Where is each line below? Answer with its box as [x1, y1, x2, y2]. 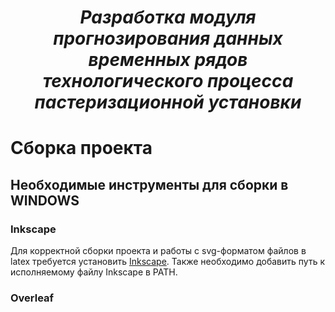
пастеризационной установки [34, 91, 302, 114]
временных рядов [88, 49, 248, 71]
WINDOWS [10, 192, 80, 209]
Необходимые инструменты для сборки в [10, 176, 289, 193]
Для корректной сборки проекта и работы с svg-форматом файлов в [10, 245, 307, 257]
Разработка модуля [79, 6, 257, 29]
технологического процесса [42, 70, 294, 93]
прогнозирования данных [53, 27, 283, 50]
